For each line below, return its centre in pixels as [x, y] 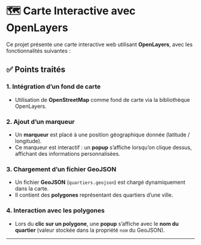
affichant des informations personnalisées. [68, 153]
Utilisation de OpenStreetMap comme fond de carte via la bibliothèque [102, 99]
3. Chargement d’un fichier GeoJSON [61, 169]
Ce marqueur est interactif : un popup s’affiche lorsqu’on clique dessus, [103, 147]
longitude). [28, 141]
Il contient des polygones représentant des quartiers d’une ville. [94, 195]
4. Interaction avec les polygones [55, 211]
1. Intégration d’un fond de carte [54, 87]
